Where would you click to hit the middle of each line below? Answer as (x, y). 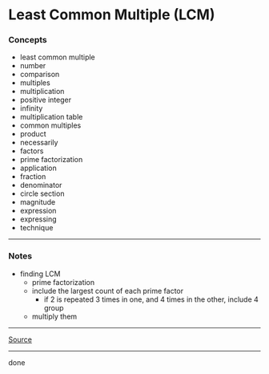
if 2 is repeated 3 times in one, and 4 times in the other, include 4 (151, 299)
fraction (33, 177)
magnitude (38, 202)
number (33, 66)
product (33, 134)
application (38, 168)
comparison (40, 75)
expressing (38, 219)
